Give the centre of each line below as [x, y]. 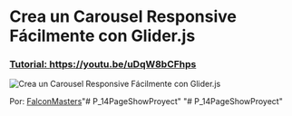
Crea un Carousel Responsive [123, 17]
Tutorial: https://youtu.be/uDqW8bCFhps [103, 64]
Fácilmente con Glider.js [102, 36]
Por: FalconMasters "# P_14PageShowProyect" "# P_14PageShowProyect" [146, 101]
